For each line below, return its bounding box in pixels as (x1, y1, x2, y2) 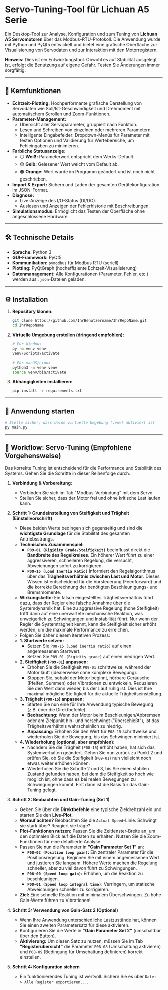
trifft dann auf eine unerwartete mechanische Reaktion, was (19, 610, 143, 616)
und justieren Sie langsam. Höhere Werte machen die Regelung (27, 860, 158, 866)
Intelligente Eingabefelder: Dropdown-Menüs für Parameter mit (19, 132, 150, 138)
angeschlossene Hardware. (12, 213, 69, 219)
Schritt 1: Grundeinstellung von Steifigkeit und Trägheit (12, 510, 129, 516)
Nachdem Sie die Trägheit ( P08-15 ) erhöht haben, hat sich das (27, 744, 155, 750)
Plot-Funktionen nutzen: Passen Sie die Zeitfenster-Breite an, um (19, 828, 156, 834)
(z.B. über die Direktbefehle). (27, 706, 87, 712)
